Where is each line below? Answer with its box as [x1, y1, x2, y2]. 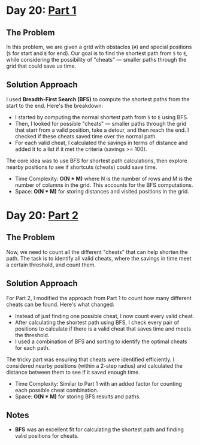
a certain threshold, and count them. [6, 261, 96, 268]
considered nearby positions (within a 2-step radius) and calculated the [6, 362, 183, 369]
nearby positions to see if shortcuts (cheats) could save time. [6, 163, 157, 171]
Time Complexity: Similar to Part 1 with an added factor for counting [14, 380, 183, 387]
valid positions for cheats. [14, 432, 79, 440]
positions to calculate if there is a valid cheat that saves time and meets [14, 325, 192, 332]
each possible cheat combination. [14, 386, 99, 393]
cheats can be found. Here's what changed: [6, 301, 115, 308]
